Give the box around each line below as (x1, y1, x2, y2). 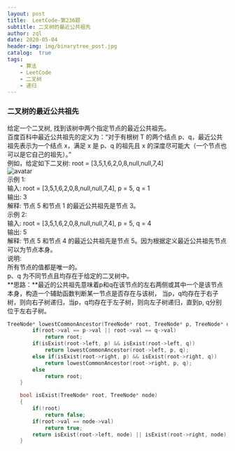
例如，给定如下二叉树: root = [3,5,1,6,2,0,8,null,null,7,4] (7, 159, 164, 167)
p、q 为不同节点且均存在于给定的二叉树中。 (7, 271, 134, 280)
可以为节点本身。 (7, 245, 57, 253)
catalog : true (7, 50, 52, 57)
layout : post (7, 10, 45, 18)
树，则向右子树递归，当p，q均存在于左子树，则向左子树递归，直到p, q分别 (7, 297, 222, 306)
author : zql (7, 29, 42, 37)
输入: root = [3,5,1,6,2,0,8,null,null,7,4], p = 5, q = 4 (7, 219, 152, 227)
